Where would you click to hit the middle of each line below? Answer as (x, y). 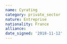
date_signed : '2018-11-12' (34, 33)
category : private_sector (33, 15)
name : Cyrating (21, 10)
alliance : (16, 29)
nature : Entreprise (26, 19)
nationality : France (27, 24)
